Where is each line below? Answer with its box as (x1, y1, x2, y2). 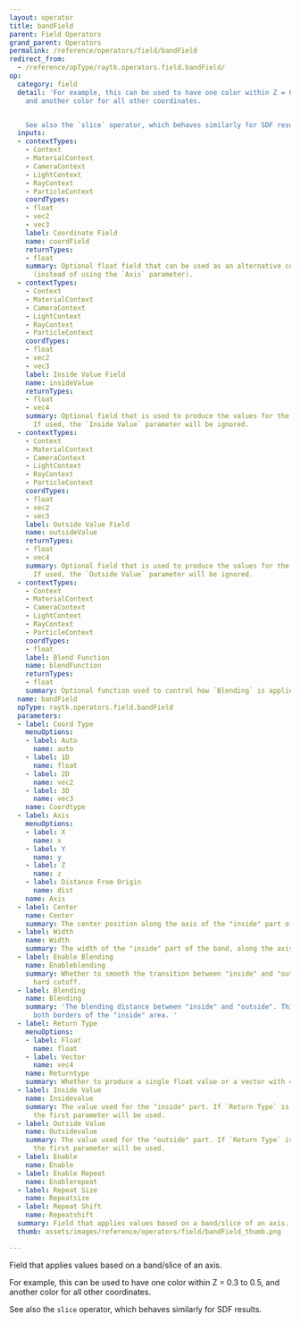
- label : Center (17, 902, 78, 911)
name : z (32, 869, 62, 878)
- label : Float (25, 1036, 82, 1045)
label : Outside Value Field (25, 520, 129, 529)
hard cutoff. (32, 977, 82, 986)
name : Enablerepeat (25, 1177, 98, 1186)
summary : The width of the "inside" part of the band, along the (25, 944, 274, 953)
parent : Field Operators (9, 30, 102, 38)
